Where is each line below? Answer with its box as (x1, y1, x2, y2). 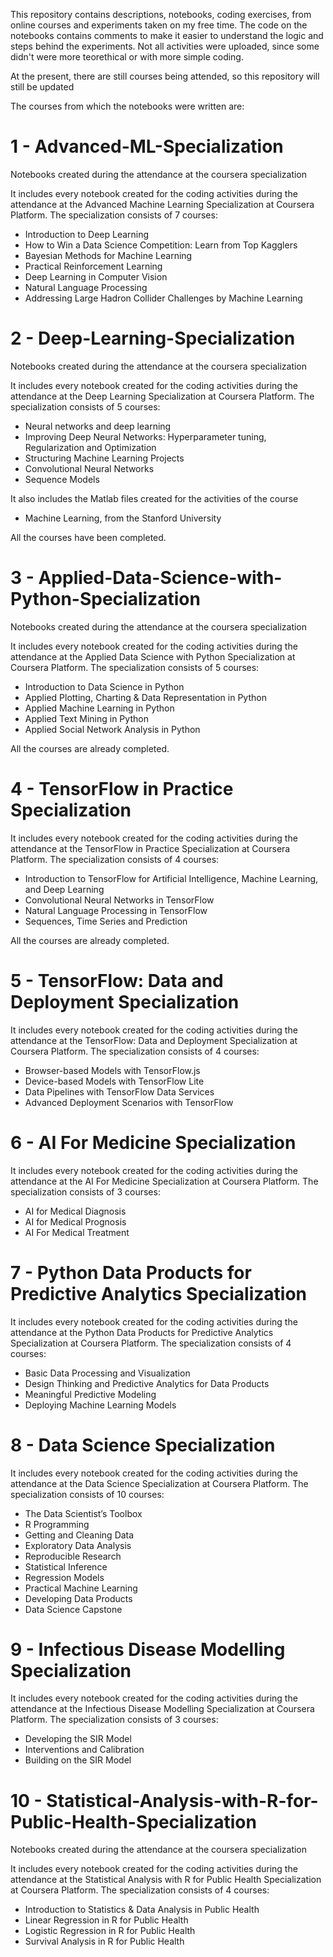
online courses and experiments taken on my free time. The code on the (10, 19, 308, 31)
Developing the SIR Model (24, 1733, 132, 1745)
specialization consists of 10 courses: (10, 1488, 165, 1500)
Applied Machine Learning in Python (24, 702, 175, 714)
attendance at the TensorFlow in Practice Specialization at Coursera (10, 842, 291, 854)
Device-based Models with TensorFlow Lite (24, 1075, 205, 1087)
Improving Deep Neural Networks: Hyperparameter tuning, (24, 430, 267, 443)
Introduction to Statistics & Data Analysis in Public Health (24, 1904, 260, 1916)
